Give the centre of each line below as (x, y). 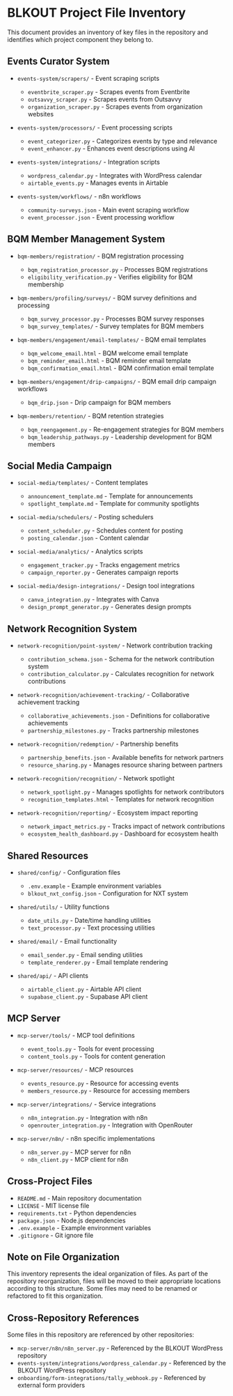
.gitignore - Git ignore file (55, 1235)
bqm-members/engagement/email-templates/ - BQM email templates (112, 339)
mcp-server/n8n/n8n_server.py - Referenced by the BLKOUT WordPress (120, 1348)
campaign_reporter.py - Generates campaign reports (103, 572)
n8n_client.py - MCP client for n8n (78, 1159)
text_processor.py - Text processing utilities (91, 928)
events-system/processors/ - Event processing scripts (95, 128)
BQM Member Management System (86, 239)
